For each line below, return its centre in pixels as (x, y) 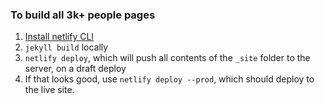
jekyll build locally (66, 47)
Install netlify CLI (59, 37)
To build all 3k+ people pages (83, 15)
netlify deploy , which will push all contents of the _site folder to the (167, 58)
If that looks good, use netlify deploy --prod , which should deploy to (169, 79)
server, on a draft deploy (75, 69)
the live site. (49, 90)
